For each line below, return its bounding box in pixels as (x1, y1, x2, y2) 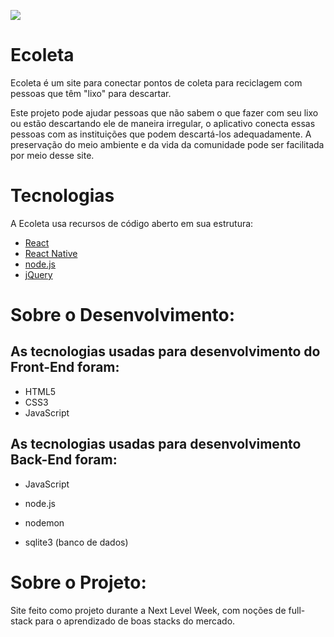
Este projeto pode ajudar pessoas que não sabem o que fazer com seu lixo (10, 106, 319, 119)
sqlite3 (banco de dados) (24, 536, 129, 548)
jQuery (24, 268, 53, 280)
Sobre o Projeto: (10, 571, 147, 594)
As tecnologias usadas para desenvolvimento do (10, 343, 321, 360)
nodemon (24, 516, 65, 529)
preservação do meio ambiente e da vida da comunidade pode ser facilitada (10, 138, 325, 150)
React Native (24, 247, 78, 259)
